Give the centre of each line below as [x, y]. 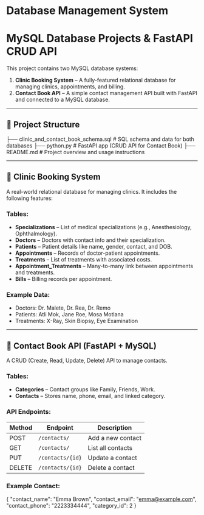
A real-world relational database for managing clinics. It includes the [92, 191]
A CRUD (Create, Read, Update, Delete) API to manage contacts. [87, 361]
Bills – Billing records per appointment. [63, 279]
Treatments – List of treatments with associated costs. [83, 260]
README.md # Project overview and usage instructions [76, 152]
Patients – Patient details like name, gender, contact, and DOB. [93, 247]
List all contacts [110, 447]
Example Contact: [33, 486]
